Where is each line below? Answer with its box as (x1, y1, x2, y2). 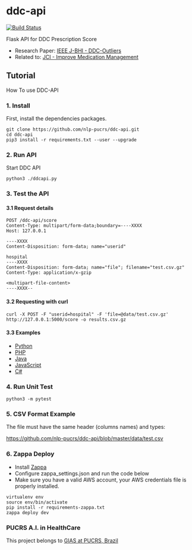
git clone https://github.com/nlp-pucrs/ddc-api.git (6, 126, 140, 132)
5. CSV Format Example (6, 410, 76, 418)
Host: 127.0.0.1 (6, 228, 46, 234)
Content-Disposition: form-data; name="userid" (6, 243, 127, 250)
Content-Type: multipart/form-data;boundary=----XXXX (6, 223, 143, 229)
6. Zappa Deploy (6, 450, 55, 458)
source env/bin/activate (6, 499, 68, 505)
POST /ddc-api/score (6, 218, 58, 224)
